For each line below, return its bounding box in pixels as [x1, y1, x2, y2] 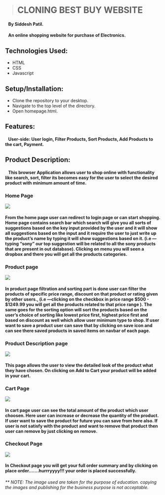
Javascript [12, 70, 34, 76]
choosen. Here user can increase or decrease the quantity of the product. [5, 412, 159, 419]
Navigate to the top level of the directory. [12, 103, 96, 109]
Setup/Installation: [5, 84, 64, 93]
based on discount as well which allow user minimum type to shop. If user [5, 317, 160, 323]
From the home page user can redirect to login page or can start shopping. [5, 214, 161, 220]
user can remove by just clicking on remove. [5, 428, 98, 434]
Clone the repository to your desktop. [12, 98, 89, 103]
